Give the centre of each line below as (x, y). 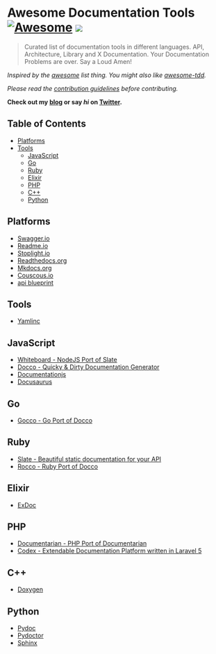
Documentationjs (42, 375)
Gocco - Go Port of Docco (55, 420)
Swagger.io (33, 238)
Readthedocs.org (42, 260)
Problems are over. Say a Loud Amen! (78, 61)
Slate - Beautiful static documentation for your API (89, 459)
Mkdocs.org (34, 268)
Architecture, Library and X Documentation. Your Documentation (117, 54)
